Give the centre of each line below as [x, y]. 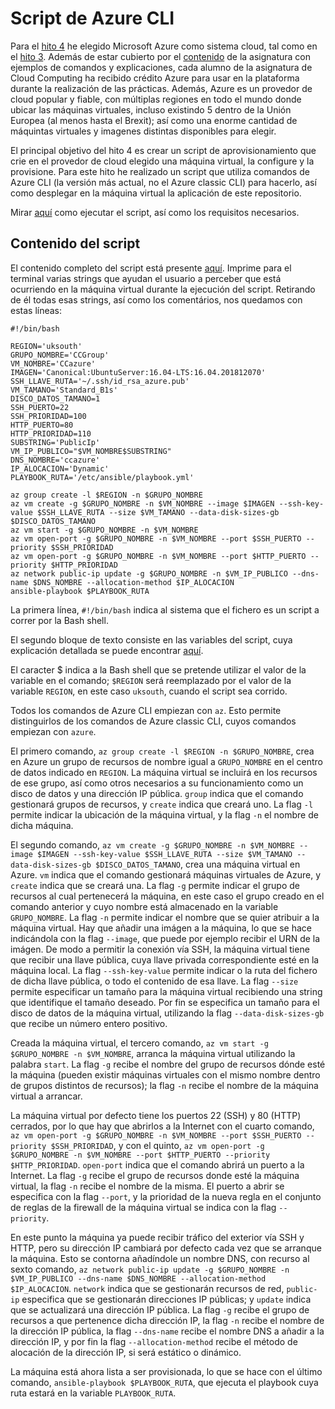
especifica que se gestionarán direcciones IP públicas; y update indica [166, 1299]
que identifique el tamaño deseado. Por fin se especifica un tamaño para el [165, 1002]
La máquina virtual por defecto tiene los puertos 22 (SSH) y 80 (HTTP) [156, 1115]
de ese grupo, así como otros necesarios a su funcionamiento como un [157, 783]
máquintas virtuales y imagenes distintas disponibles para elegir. [143, 131]
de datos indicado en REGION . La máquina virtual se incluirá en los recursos [164, 772]
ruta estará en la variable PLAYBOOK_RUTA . [93, 1393]
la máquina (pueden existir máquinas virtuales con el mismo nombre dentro [165, 1074]
